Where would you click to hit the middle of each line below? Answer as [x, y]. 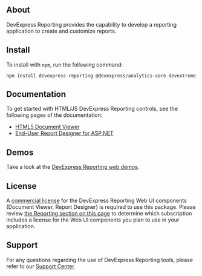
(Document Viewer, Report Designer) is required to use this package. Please [101, 207]
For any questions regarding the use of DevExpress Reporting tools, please [100, 260]
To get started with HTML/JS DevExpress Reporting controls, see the [92, 109]
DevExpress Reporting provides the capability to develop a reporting [92, 24]
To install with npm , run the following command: [64, 64]
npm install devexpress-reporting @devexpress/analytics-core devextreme [101, 76]
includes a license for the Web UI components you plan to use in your [93, 220]
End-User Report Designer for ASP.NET [64, 133]
